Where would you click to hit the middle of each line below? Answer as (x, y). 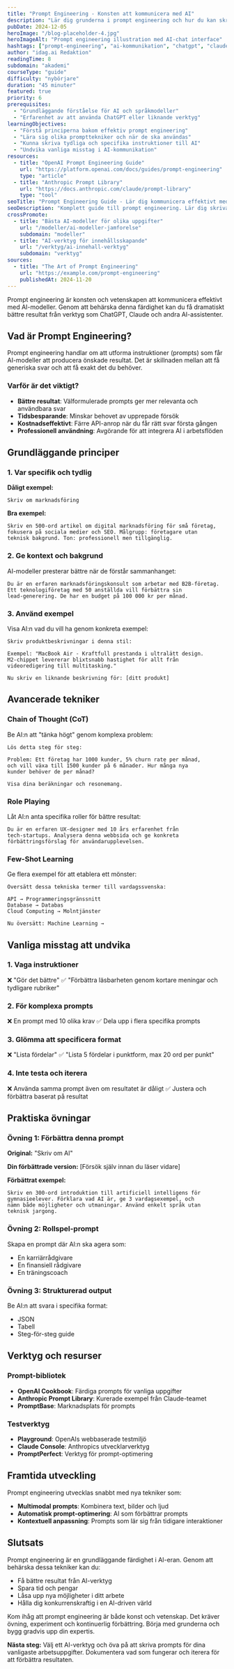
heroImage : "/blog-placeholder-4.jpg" (63, 33)
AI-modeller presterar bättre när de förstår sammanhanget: (92, 571)
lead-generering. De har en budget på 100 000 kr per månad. (98, 596)
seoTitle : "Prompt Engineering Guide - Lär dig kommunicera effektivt (112, 202)
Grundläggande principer (63, 453)
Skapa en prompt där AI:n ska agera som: (67, 1244)
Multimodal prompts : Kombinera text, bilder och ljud (93, 1506)
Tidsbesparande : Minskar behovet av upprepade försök (98, 416)
